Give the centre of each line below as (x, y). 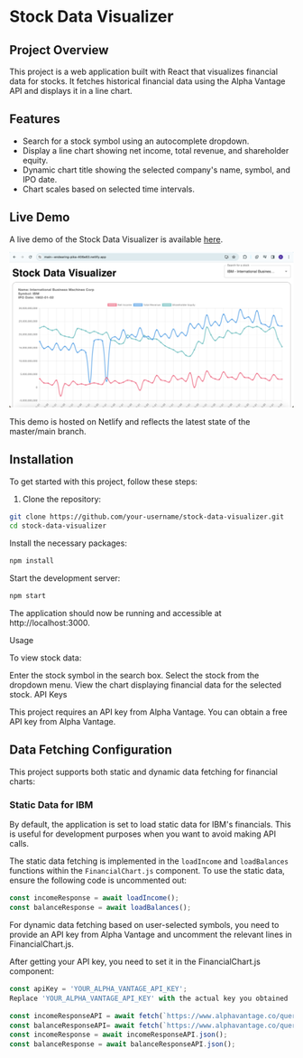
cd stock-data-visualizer (58, 526)
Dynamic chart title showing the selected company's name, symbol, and (156, 170)
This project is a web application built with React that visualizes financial (143, 71)
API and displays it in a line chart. (71, 91)
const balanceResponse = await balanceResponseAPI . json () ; (123, 1044)
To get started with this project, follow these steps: (104, 482)
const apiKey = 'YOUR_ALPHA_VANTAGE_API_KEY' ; (98, 988)
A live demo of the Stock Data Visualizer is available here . (116, 239)
